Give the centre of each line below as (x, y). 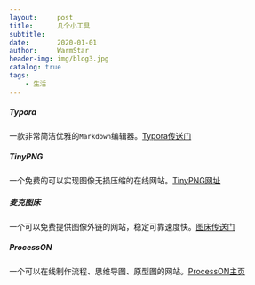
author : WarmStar (49, 51)
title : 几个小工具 (50, 26)
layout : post (41, 17)
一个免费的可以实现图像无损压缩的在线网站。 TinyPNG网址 (115, 180)
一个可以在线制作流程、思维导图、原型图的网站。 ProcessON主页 (127, 271)
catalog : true (36, 68)
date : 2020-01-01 (53, 42)
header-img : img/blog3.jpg (59, 59)
